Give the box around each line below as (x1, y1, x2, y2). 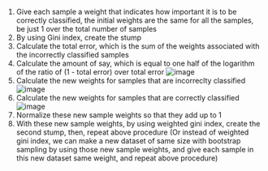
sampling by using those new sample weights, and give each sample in (15, 145, 254, 154)
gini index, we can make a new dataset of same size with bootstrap (15, 136, 241, 145)
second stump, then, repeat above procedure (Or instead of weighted (15, 127, 249, 137)
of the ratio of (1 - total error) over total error (15, 67, 165, 76)
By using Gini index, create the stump (15, 32, 142, 42)
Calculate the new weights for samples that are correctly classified (15, 93, 240, 102)
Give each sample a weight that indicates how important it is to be (15, 7, 237, 16)
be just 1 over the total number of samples (15, 24, 157, 33)
